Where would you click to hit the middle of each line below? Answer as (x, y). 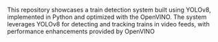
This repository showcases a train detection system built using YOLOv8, (109, 10)
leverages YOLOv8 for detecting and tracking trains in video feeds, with (108, 24)
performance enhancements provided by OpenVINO (81, 31)
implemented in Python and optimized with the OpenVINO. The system (107, 17)
